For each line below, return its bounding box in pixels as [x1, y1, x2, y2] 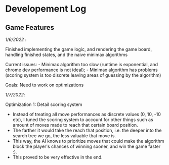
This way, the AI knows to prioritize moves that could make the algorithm [12, 138, 164, 144]
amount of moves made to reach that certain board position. [12, 122, 138, 128]
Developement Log [5, 3, 87, 15]
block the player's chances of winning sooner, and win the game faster [12, 143, 161, 149]
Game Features [5, 23, 55, 32]
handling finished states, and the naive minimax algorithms [5, 51, 128, 58]
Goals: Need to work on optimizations [5, 82, 84, 88]
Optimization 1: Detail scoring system [5, 101, 82, 107]
